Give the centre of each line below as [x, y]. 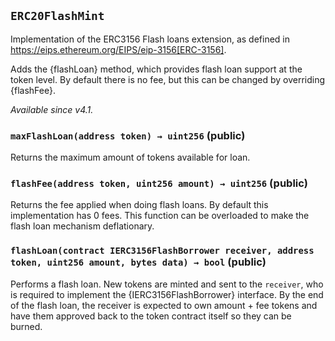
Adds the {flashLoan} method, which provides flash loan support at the [156, 69]
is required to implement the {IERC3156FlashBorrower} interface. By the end [167, 294]
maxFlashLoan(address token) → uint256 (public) [128, 135]
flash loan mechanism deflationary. [82, 226]
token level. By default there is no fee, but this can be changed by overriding [168, 79]
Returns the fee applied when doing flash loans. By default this [139, 205]
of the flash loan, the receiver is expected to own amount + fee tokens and [164, 305]
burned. [26, 326]
